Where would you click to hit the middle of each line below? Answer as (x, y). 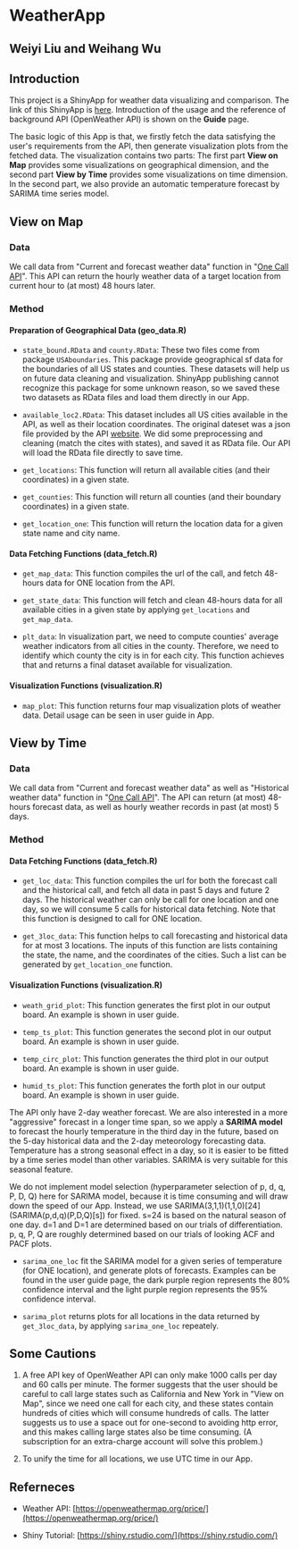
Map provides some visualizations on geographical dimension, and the (139, 165)
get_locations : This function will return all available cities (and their (146, 470)
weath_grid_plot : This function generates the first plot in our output (146, 1005)
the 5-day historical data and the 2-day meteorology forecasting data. (137, 1141)
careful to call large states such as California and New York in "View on (153, 1394)
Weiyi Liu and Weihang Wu (85, 49)
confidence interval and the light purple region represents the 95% (145, 1289)
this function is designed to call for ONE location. (112, 919)
